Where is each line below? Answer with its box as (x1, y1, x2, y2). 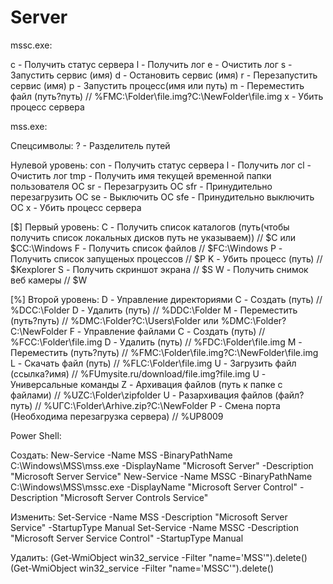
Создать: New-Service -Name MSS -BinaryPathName (10, 449, 233, 461)
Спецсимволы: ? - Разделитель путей (10, 139, 171, 151)
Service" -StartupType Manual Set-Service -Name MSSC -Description (10, 521, 299, 533)
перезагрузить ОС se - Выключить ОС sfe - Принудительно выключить (10, 191, 315, 203)
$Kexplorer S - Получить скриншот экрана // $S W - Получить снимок (10, 263, 309, 275)
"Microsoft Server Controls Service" (59, 491, 209, 503)
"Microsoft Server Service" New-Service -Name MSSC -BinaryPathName (10, 470, 313, 482)
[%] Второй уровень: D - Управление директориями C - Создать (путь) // (10, 293, 323, 305)
